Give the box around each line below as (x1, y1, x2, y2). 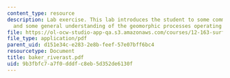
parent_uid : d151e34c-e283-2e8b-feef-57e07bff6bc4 (7, 41, 155, 48)
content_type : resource (7, 9, 75, 17)
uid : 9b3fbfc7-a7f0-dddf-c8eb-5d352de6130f (7, 60, 133, 67)
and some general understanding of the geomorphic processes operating (13, 22, 222, 29)
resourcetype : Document (7, 48, 75, 55)
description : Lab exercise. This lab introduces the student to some (7, 16, 210, 23)
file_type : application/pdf (7, 35, 88, 42)
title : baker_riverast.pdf (7, 54, 84, 61)
